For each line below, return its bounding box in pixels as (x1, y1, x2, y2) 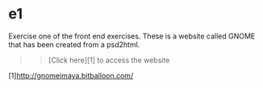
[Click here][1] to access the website (48, 55, 170, 65)
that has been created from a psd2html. (8, 39, 140, 49)
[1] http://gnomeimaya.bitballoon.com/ (8, 70, 134, 80)
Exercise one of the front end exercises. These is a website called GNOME (8, 31, 256, 41)
